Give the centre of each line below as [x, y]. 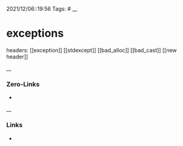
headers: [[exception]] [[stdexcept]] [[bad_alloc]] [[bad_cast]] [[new [92, 50]
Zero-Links [23, 84]
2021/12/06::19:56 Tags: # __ [42, 9]
